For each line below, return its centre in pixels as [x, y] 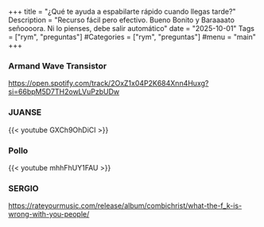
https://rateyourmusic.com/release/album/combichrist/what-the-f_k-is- [125, 205]
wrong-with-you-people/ [49, 214]
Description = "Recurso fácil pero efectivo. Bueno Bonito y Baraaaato [121, 20]
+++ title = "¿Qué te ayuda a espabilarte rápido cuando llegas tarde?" [122, 12]
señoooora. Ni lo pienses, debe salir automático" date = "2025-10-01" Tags [131, 28]
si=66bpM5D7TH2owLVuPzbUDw [64, 92]
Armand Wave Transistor [58, 65]
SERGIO [23, 188]
